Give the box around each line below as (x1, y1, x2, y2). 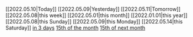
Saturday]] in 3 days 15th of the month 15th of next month (5, 24, 146, 31)
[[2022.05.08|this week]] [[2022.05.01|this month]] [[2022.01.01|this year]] (5, 12, 188, 19)
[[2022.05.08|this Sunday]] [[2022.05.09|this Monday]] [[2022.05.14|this (5, 18, 183, 25)
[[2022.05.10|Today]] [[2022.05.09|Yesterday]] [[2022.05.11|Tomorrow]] (5, 6, 181, 12)
